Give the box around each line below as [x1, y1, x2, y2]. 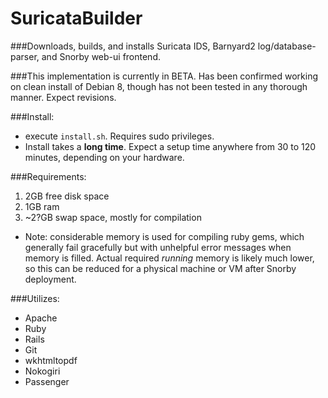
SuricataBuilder [10, 7, 143, 30]
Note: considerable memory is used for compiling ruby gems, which [24, 230, 305, 242]
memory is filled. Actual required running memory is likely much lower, [24, 252, 315, 264]
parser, [10, 50, 40, 62]
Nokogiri [24, 365, 61, 377]
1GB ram [24, 200, 60, 212]
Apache [24, 312, 58, 324]
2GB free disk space [24, 190, 110, 202]
